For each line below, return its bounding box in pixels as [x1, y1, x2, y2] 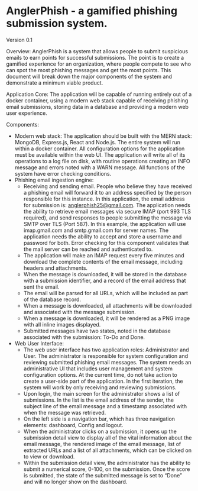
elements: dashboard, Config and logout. [23, 421, 124, 428]
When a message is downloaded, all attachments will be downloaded [23, 302, 192, 309]
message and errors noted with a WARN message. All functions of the [14, 164, 185, 171]
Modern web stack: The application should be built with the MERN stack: [14, 132, 192, 140]
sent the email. [23, 283, 60, 290]
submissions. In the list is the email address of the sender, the [23, 396, 174, 403]
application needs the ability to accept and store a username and [23, 232, 182, 240]
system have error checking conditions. [14, 170, 112, 177]
